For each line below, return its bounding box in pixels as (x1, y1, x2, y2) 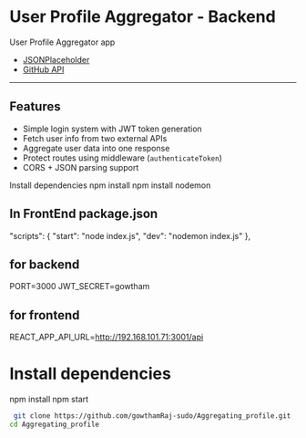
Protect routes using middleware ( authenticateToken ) (22, 152, 223, 163)
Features (9, 99, 61, 115)
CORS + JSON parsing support (22, 162, 139, 172)
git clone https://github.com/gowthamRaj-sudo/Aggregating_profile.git (13, 412, 291, 421)
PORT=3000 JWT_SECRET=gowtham (9, 281, 150, 292)
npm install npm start (9, 394, 89, 405)
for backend (9, 256, 80, 272)
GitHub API (22, 64, 65, 75)
